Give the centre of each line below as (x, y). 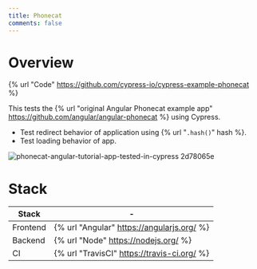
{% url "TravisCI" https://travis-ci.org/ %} (132, 254)
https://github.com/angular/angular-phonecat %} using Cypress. (115, 117)
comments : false (35, 23)
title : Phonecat (35, 16)
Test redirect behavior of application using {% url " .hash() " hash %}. (133, 133)
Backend (29, 240)
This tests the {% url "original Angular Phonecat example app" (111, 109)
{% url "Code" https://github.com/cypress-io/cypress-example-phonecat (129, 85)
